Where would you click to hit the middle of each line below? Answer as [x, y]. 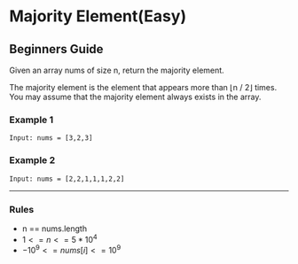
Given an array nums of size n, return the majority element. [117, 70]
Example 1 [31, 120]
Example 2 [32, 160]
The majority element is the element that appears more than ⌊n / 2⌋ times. [143, 87]
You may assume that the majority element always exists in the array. [135, 97]
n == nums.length [54, 229]
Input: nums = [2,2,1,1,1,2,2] [67, 179]
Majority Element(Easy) [98, 16]
